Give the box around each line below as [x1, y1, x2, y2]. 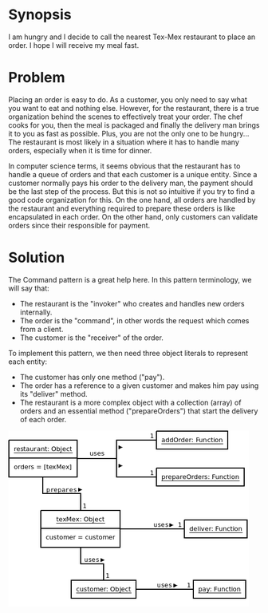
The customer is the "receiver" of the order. [19, 333, 164, 342]
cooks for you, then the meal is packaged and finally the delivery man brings [8, 120, 260, 129]
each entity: [8, 357, 48, 366]
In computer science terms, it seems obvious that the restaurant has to [8, 161, 241, 171]
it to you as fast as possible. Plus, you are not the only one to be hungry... [8, 129, 250, 138]
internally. [19, 307, 53, 317]
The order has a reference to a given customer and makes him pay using [19, 381, 259, 390]
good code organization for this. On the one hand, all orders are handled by [8, 195, 256, 204]
